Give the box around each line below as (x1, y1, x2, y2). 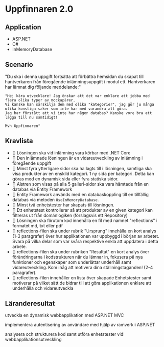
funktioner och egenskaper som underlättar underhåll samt (12, 259, 131, 265)
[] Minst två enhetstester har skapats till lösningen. (12, 202, 115, 208)
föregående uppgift (12, 160, 51, 166)
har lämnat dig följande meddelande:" (5, 84, 81, 90)
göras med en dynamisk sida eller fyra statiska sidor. (12, 175, 119, 182)
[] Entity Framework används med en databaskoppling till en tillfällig (12, 191, 149, 197)
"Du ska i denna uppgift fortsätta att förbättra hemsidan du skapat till (5, 74, 144, 79)
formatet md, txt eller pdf (12, 223, 63, 228)
